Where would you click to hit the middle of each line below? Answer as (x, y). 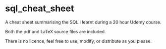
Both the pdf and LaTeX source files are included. (55, 31)
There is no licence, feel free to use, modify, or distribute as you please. (79, 41)
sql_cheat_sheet (40, 9)
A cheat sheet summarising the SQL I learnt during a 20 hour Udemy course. (83, 22)
